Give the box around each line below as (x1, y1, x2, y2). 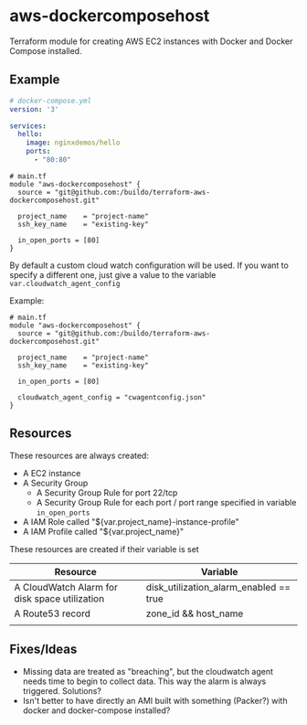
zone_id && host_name (145, 607, 244, 620)
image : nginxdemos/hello (26, 138, 121, 147)
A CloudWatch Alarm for (14, 581, 119, 593)
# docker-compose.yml (9, 96, 92, 105)
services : (9, 121, 48, 131)
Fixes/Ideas (9, 642, 78, 657)
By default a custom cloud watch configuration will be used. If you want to (9, 260, 290, 271)
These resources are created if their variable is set (9, 543, 199, 554)
